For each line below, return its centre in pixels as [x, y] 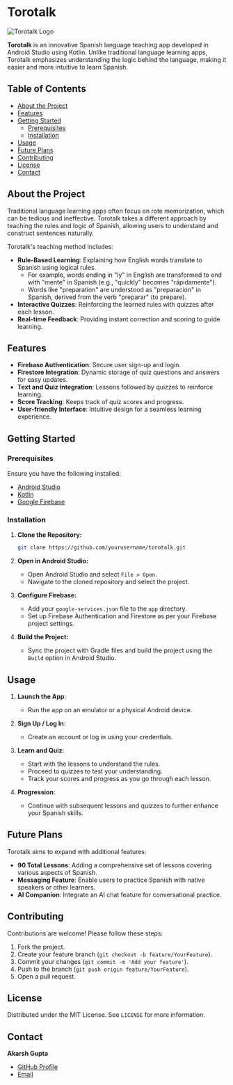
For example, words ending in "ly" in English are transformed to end [125, 275]
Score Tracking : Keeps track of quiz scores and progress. [101, 402]
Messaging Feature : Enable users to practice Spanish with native [111, 880]
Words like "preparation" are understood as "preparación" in [114, 289]
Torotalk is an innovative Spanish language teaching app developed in [108, 45]
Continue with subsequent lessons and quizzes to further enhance [123, 806]
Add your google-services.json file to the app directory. [107, 609]
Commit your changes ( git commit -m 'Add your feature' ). [103, 961]
